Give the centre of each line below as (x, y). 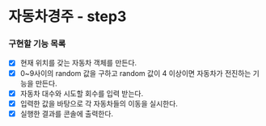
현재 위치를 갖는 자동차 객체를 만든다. (78, 63)
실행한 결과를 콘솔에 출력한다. (67, 113)
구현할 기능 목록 (37, 44)
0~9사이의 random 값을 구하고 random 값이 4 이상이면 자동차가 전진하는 (135, 73)
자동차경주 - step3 (68, 17)
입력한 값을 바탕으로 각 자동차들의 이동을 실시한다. (99, 103)
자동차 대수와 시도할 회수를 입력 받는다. (82, 93)
